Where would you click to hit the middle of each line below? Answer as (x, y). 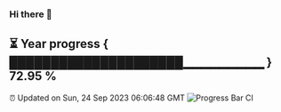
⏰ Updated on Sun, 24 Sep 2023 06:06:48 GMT (97, 98)
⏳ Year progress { (59, 44)
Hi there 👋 (31, 14)
